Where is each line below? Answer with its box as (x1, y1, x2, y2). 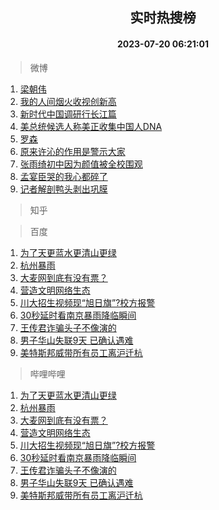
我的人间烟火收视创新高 (19, 95, 117, 107)
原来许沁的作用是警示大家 (19, 145, 126, 157)
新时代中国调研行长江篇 (19, 108, 117, 120)
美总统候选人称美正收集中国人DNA (19, 120, 163, 132)
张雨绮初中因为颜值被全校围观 (19, 158, 143, 170)
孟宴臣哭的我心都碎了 (19, 170, 108, 182)
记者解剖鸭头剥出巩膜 (19, 183, 108, 195)
